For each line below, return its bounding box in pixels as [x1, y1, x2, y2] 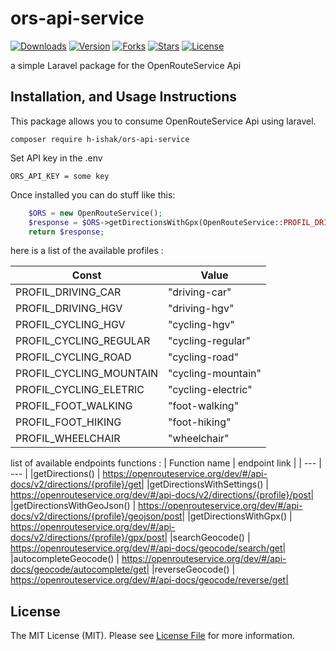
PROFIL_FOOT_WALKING [15, 399, 133, 413]
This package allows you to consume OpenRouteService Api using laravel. [10, 115, 317, 127]
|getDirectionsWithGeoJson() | [10, 500, 137, 512]
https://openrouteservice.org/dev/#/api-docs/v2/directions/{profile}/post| [10, 489, 315, 501]
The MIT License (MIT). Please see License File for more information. [10, 630, 295, 642]
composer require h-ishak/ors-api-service [10, 134, 190, 144]
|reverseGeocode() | [151, 563, 236, 576]
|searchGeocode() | [169, 532, 251, 544]
